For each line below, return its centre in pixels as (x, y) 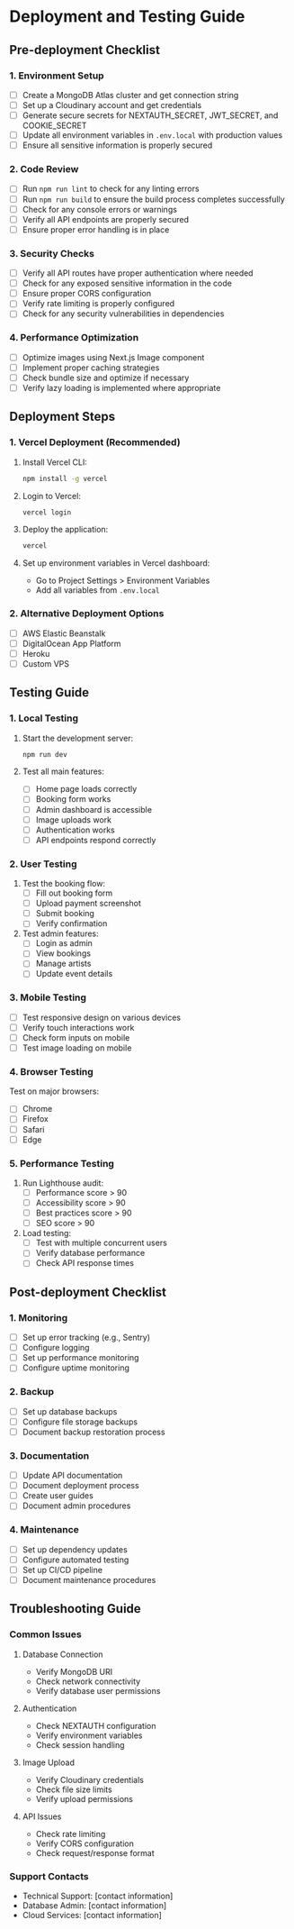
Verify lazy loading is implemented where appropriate (121, 387)
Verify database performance (90, 1253)
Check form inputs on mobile (76, 1037)
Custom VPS (46, 663)
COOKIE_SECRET (54, 126)
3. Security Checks (52, 253)
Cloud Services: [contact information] (92, 1915)
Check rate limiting (71, 1833)
